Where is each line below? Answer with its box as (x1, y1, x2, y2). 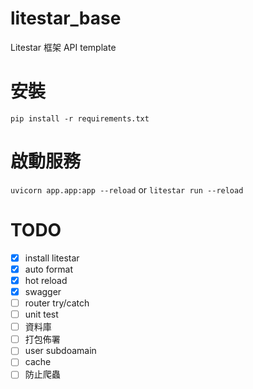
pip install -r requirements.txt (10, 113, 150, 124)
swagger (24, 285, 62, 297)
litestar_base (10, 7, 122, 30)
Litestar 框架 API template (10, 41, 117, 53)
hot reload (24, 274, 68, 286)
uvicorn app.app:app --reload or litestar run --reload (10, 183, 244, 196)
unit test (24, 308, 59, 321)
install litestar (24, 252, 80, 264)
